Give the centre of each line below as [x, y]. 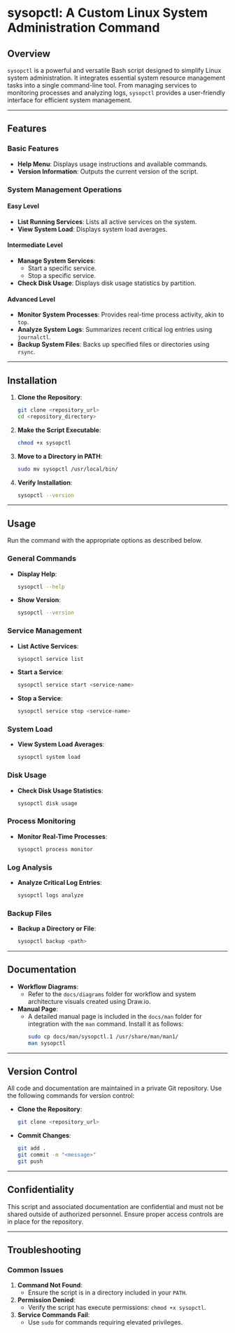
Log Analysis [30, 867]
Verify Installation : [45, 482]
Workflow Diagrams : [48, 986]
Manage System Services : [56, 261]
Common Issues [36, 1270]
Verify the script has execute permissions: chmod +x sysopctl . [117, 1308]
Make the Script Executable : [59, 430]
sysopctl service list [50, 659]
